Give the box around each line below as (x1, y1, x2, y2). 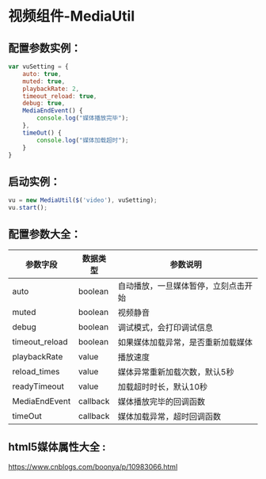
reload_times (12, 366, 60, 377)
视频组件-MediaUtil (8, 7, 135, 25)
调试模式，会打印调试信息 (117, 321, 214, 333)
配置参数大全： (8, 227, 82, 241)
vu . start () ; (8, 203, 47, 212)
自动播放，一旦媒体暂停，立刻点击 (117, 280, 245, 291)
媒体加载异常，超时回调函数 (117, 411, 222, 422)
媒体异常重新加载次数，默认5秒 (117, 366, 234, 377)
